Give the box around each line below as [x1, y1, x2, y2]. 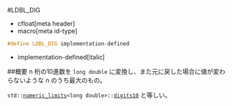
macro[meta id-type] [17, 27, 78, 35]
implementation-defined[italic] [17, 52, 105, 61]
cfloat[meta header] [17, 20, 75, 27]
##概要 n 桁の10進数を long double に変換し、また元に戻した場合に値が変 [7, 67, 220, 75]
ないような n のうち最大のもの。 [13, 76, 106, 84]
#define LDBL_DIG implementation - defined [7, 40, 130, 47]
